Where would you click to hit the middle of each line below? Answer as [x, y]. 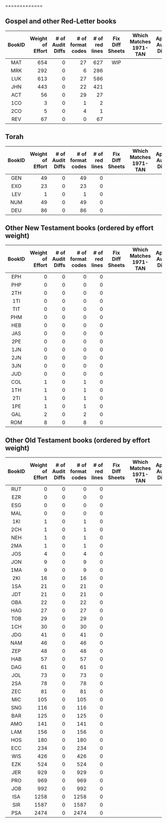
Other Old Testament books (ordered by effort [78, 440]
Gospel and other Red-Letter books [61, 21]
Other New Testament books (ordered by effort [80, 228]
